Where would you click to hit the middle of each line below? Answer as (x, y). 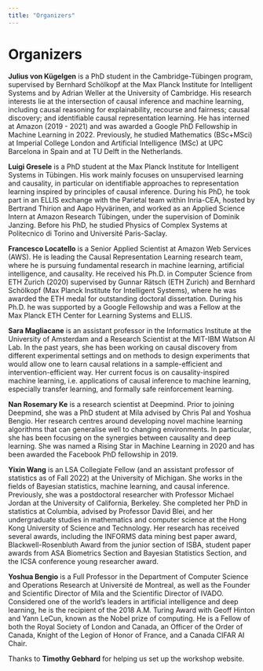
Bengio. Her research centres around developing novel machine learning (126, 420)
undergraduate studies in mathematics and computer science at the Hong (128, 519)
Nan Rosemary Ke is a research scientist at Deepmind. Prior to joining (121, 404)
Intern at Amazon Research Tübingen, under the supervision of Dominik (124, 216)
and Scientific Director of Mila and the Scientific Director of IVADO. (116, 593)
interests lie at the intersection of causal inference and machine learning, (126, 101)
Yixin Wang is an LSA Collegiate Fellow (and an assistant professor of (121, 469)
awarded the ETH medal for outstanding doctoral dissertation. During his (126, 299)
